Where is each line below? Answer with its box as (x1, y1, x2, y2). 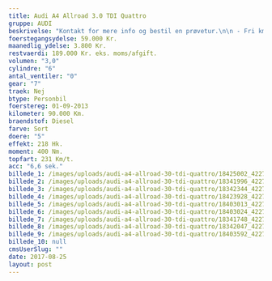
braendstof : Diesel (8, 117, 74, 126)
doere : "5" (8, 132, 45, 140)
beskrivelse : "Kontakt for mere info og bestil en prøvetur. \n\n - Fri (8, 27, 255, 35)
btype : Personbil (8, 95, 67, 103)
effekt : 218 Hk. (8, 139, 63, 148)
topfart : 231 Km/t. (8, 155, 74, 163)
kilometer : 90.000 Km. (8, 110, 85, 118)
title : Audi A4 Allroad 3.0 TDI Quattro (8, 11, 147, 20)
